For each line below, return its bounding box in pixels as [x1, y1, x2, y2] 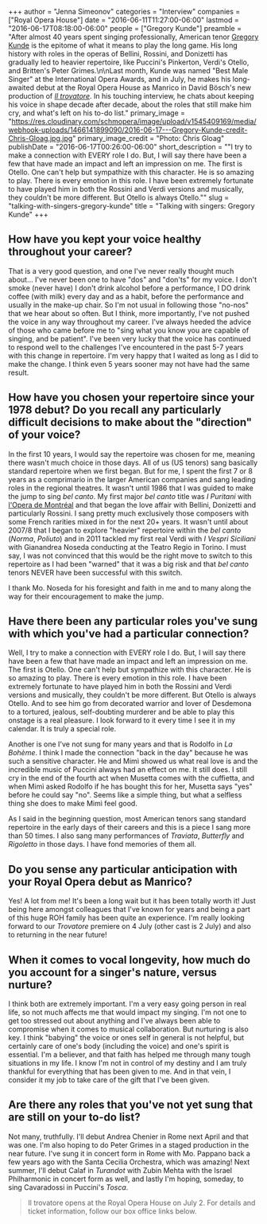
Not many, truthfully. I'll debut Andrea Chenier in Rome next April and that [8, 1132, 249, 1141]
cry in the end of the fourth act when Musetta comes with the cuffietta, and [8, 774, 255, 783]
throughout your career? [8, 245, 133, 259]
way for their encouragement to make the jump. [8, 591, 164, 601]
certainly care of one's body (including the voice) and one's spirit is [8, 1042, 230, 1051]
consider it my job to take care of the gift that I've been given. [8, 1075, 211, 1085]
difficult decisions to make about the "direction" [8, 415, 253, 429]
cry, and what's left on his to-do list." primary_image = [8, 108, 185, 118]
